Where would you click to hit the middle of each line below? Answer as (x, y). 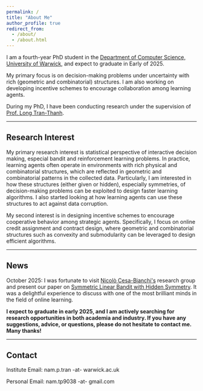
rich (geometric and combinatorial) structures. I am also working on (90, 82)
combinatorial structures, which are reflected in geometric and (84, 171)
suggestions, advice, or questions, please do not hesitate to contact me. (99, 324)
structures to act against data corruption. (57, 203)
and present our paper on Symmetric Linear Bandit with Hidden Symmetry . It (101, 287)
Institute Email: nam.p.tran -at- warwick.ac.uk (63, 370)
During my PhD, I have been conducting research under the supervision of (99, 106)
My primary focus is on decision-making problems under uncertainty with (98, 75)
